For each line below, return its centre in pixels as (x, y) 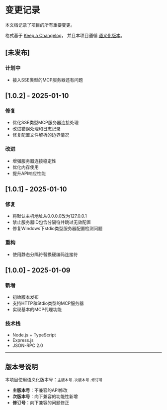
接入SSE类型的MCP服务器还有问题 (47, 80)
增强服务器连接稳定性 (34, 161)
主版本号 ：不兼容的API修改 (40, 390)
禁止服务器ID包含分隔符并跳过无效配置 (51, 222)
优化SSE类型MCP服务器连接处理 (45, 123)
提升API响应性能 (29, 173)
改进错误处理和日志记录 (36, 129)
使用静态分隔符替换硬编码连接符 (45, 254)
